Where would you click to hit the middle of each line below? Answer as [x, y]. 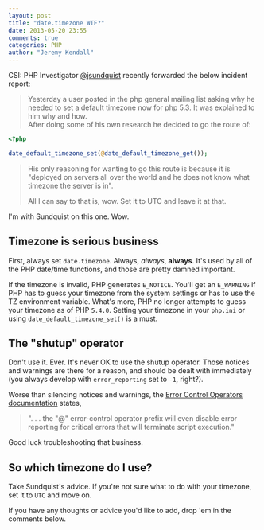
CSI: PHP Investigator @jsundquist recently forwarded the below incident [128, 75]
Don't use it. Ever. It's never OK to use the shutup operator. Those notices [129, 362]
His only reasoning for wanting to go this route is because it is [129, 169]
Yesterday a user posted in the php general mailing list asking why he [141, 99]
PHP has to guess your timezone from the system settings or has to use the [132, 293]
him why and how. [57, 116]
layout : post [30, 16]
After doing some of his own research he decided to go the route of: [139, 125]
